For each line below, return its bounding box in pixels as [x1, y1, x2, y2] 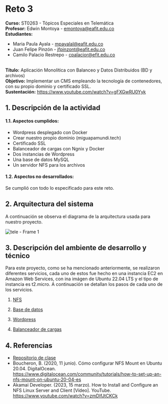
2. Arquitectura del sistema [5, 200, 93, 209]
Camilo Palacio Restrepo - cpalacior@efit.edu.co [12, 52, 115, 58]
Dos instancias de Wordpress [12, 151, 75, 157]
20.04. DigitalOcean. [12, 366, 56, 372]
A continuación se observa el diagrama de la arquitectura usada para [5, 213, 151, 219]
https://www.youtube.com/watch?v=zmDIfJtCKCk [12, 393, 118, 399]
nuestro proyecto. [5, 218, 43, 225]
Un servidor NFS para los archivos [12, 162, 85, 168]
